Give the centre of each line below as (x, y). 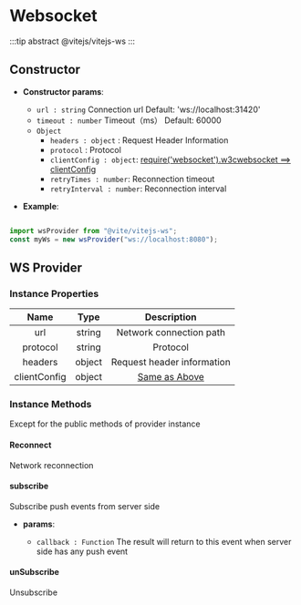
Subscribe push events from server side (85, 506)
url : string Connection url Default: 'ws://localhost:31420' (148, 109)
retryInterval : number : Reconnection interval (138, 189)
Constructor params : (63, 91)
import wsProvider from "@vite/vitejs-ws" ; (93, 231)
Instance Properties (54, 293)
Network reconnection (52, 465)
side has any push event (82, 551)
